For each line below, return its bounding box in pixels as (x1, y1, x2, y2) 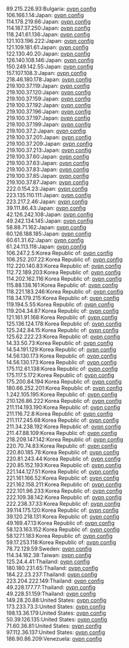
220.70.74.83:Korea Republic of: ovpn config (6, 442, 118, 450)
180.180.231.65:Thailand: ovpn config (6, 565, 98, 571)
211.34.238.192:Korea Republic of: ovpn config (6, 423, 121, 430)
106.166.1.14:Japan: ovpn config (6, 11, 84, 19)
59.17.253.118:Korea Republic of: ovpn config (6, 538, 116, 546)
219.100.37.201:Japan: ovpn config (6, 134, 92, 141)
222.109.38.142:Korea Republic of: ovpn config (6, 494, 122, 501)
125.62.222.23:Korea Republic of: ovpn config (6, 333, 121, 340)
